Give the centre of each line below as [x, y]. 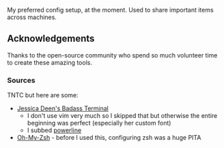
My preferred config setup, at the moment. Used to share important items [110, 10]
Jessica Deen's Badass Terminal [63, 108]
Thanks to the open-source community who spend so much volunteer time [112, 55]
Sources [21, 80]
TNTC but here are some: [43, 95]
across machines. [32, 17]
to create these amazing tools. [50, 62]
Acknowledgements [51, 39]
